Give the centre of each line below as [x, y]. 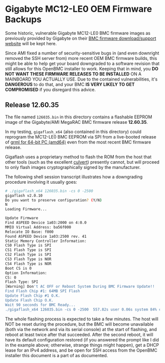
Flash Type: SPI [22, 282]
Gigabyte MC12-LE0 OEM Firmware [79, 9]
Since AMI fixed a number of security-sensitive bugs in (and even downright [82, 53]
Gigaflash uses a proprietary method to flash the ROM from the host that [78, 157]
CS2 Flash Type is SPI [28, 255]
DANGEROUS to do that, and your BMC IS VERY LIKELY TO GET [70, 84]
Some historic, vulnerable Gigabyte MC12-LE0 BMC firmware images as [78, 33]
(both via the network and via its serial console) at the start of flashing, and [81, 329]
